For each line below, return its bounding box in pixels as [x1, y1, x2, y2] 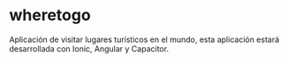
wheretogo [9, 5, 91, 25]
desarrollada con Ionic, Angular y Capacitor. [9, 43, 170, 53]
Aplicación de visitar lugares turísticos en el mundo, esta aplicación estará [9, 34, 280, 45]
